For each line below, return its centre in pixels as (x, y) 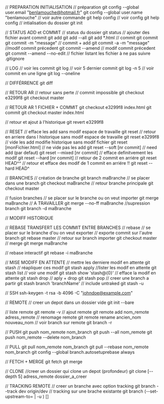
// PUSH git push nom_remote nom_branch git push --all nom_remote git (79, 332)
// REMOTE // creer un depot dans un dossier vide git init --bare (70, 302)
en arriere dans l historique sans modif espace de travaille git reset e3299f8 (82, 137)
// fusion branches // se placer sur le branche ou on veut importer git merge (82, 198)
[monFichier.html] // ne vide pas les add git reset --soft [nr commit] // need (81, 147)
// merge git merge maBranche (36, 243)
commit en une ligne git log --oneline (43, 73)
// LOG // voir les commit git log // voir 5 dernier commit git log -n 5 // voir (80, 68)
